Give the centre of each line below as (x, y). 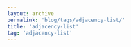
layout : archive (30, 13)
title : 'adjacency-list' (43, 26)
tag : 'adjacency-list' (40, 33)
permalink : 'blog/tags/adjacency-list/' (67, 20)
